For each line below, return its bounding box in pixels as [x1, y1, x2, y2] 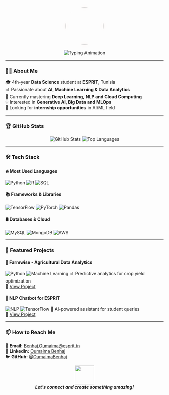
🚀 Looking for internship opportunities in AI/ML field [5, 105, 115, 111]
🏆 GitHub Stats [5, 123, 44, 130]
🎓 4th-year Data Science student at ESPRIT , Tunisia [5, 79, 116, 85]
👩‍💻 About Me [5, 67, 38, 74]
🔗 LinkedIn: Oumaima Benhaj [5, 348, 66, 354]
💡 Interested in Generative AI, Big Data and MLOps [5, 99, 112, 105]
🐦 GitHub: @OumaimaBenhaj [5, 353, 67, 360]
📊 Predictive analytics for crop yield [69, 271, 145, 277]
